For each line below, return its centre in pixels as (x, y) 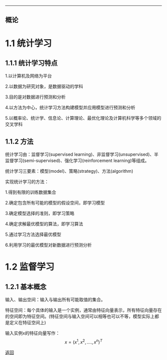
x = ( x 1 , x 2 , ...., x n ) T (83, 342)
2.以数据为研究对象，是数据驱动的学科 (44, 86)
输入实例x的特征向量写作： (33, 333)
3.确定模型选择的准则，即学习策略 (40, 214)
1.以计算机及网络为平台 (29, 76)
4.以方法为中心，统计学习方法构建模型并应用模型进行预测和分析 (70, 108)
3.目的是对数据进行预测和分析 (36, 97)
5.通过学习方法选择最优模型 (33, 234)
